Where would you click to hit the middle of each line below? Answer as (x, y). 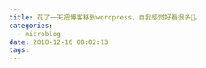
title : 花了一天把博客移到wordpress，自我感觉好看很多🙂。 (105, 17)
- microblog (39, 34)
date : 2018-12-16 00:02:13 (59, 42)
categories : (31, 26)
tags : (19, 50)
